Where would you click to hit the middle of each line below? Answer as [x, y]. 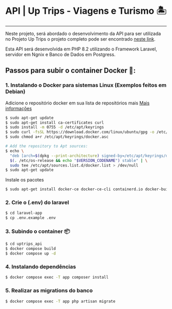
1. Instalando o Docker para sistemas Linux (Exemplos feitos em [86, 85]
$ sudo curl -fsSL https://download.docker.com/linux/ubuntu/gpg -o [80, 132]
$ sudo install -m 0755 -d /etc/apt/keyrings [55, 128]
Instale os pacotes [25, 180]
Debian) [15, 92]
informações [19, 108]
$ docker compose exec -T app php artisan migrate [60, 301]
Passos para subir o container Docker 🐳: [70, 71]
